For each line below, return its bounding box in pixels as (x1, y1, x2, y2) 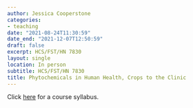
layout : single (7, 55, 51, 62)
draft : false (7, 42, 45, 49)
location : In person (7, 61, 67, 68)
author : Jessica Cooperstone (7, 10, 91, 17)
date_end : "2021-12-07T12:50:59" (7, 36, 103, 43)
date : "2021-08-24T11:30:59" (7, 29, 91, 36)
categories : (7, 17, 41, 23)
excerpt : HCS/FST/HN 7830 (7, 49, 81, 56)
